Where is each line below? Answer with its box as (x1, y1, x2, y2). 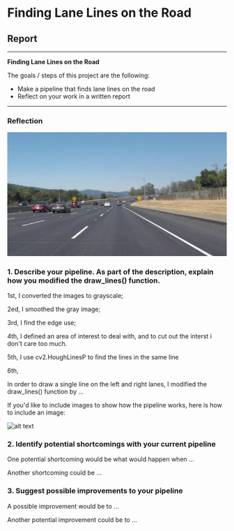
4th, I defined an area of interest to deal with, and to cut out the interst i (7, 332, 212, 341)
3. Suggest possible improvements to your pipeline (7, 486, 183, 496)
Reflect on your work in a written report (17, 92, 131, 100)
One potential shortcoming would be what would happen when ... (7, 455, 195, 463)
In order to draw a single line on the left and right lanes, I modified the (7, 380, 208, 389)
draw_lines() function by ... (7, 387, 84, 396)
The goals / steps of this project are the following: (7, 71, 150, 80)
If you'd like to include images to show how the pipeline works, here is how (7, 401, 223, 410)
